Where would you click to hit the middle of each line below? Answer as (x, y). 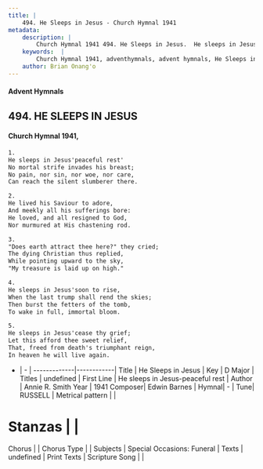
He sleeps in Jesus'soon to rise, (65, 290)
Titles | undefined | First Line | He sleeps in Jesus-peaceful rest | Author (136, 378)
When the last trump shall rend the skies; (80, 297)
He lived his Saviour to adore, (61, 204)
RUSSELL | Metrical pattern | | (68, 395)
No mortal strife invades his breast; (71, 167)
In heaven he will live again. (59, 355)
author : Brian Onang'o (59, 67)
